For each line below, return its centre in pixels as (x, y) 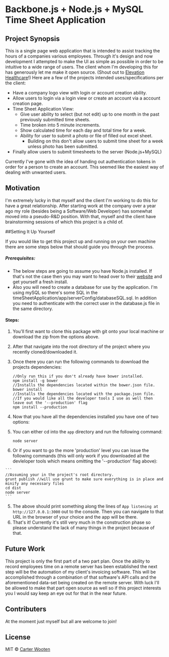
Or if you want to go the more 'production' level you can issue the (81, 450)
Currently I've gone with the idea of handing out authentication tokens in (80, 162)
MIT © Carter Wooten (28, 649)
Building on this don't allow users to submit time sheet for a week (95, 141)
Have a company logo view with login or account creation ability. (80, 93)
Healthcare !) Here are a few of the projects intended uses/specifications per (84, 78)
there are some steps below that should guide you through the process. (79, 246)
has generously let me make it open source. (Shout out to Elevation (75, 72)
